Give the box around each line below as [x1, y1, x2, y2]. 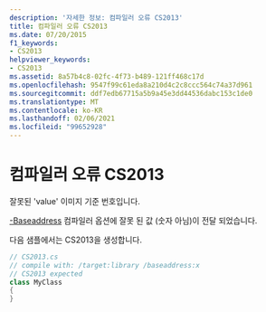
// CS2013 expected [9, 269, 83, 279]
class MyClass [9, 278, 63, 287]
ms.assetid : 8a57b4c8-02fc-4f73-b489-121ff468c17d [9, 72, 204, 81]
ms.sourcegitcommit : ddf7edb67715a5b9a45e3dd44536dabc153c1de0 [9, 89, 253, 98]
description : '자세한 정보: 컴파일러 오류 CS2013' [9, 13, 184, 23]
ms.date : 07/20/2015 [9, 30, 88, 39]
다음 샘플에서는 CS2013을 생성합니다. [9, 234, 143, 245]
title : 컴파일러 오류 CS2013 [9, 22, 109, 31]
